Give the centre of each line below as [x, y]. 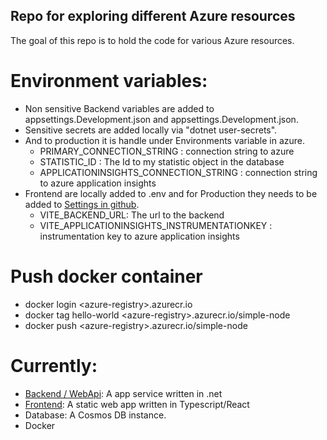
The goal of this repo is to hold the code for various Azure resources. [152, 40]
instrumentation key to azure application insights [139, 236]
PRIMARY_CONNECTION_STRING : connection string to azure [167, 151]
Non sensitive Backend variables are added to [119, 108]
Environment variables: [109, 81]
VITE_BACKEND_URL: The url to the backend [132, 215]
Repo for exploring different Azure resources [153, 16]
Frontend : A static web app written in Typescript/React [137, 404]
